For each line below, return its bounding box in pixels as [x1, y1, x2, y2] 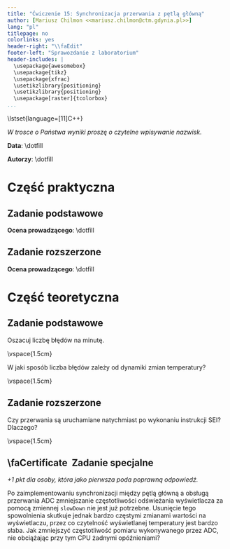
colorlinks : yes [7, 36, 55, 43]
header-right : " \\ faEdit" [7, 43, 82, 50]
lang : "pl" [7, 23, 39, 30]
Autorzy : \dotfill [7, 155, 54, 163]
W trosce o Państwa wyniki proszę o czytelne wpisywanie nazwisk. [7, 128, 202, 136]
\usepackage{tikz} [13, 69, 68, 76]
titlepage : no [7, 29, 49, 37]
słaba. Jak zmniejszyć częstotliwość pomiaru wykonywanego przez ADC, [7, 527, 219, 535]
